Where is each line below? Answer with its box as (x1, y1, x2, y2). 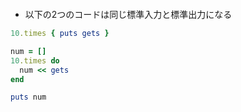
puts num (10, 92, 47, 103)
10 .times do (10, 55, 60, 66)
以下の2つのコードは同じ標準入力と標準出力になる (24, 9, 233, 20)
